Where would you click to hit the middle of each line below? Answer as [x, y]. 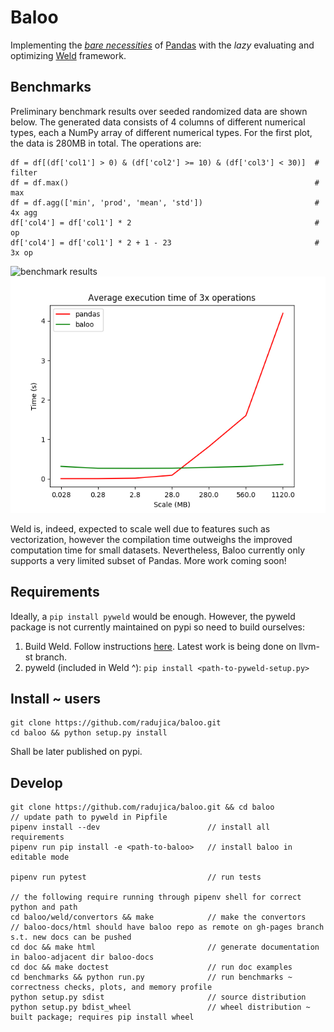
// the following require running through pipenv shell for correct [156, 897]
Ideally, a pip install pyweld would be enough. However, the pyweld [153, 616]
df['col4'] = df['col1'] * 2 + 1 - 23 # [165, 242]
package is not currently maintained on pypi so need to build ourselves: [157, 627]
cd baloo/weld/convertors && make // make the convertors [158, 917]
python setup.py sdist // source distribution [158, 997]
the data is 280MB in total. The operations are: [106, 143]
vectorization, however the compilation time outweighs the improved [151, 539]
